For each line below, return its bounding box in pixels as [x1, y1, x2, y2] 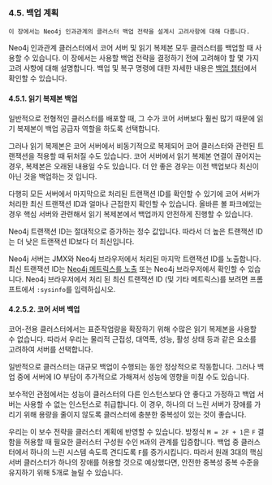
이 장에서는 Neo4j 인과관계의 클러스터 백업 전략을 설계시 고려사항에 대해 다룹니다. [8, 28, 250, 36]
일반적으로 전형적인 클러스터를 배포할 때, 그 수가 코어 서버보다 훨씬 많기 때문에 [8, 113, 256, 123]
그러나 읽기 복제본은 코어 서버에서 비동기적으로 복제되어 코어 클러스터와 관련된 [8, 141, 256, 151]
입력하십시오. [74, 284, 116, 294]
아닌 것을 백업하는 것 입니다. [8, 171, 97, 181]
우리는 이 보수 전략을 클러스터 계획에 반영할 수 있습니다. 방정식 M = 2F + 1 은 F [8, 426, 256, 436]
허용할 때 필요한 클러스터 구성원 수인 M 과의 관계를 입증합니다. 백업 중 [23, 437, 240, 447]
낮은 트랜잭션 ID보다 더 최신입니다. [25, 236, 135, 246]
